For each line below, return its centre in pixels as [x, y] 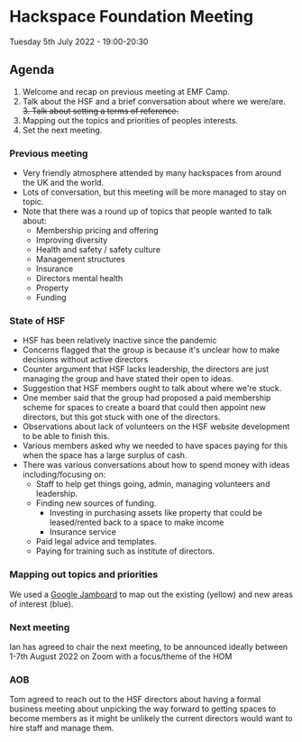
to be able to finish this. [66, 436]
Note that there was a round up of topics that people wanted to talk [147, 211]
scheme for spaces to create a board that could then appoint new [144, 408]
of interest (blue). [41, 604]
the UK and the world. [63, 183]
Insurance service [83, 532]
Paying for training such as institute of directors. [125, 551]
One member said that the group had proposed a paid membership [146, 398]
